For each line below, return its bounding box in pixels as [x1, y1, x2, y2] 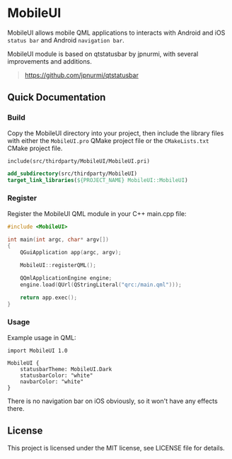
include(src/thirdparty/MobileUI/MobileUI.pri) [7, 157, 151, 164]
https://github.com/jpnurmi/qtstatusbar [24, 71, 139, 79]
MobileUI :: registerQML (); [20, 262, 97, 269]
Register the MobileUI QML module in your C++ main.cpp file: [7, 209, 187, 217]
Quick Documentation [7, 91, 106, 103]
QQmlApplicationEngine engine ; [20, 275, 112, 282]
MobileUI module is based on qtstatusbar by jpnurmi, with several [7, 50, 199, 58]
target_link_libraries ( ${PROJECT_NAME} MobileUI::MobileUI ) [7, 176, 189, 183]
